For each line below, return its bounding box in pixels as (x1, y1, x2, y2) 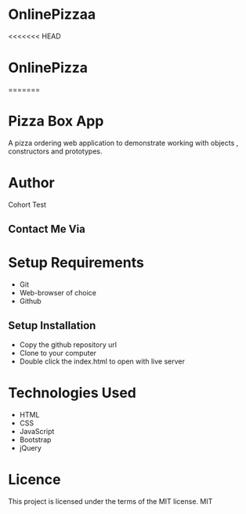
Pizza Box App (8, 112, 104, 130)
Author (8, 174, 55, 191)
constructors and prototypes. (8, 147, 103, 156)
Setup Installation (8, 319, 96, 332)
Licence (8, 471, 61, 489)
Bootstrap (19, 435, 52, 444)
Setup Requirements (8, 254, 145, 272)
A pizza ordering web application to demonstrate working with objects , (8, 138, 239, 147)
